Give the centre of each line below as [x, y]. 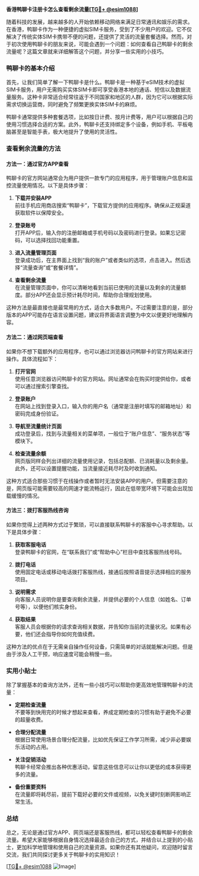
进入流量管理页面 [36, 253]
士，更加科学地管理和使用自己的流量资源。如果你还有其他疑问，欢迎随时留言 [99, 847]
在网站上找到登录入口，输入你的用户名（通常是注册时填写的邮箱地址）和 [103, 406]
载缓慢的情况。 [24, 495]
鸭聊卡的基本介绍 [31, 68]
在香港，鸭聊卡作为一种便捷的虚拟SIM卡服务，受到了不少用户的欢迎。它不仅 [99, 29]
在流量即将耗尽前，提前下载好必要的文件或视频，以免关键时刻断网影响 [100, 794]
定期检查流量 [30, 705]
